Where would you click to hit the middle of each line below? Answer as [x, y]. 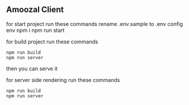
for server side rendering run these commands [63, 80]
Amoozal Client [35, 10]
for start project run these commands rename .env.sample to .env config [95, 24]
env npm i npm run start [36, 30]
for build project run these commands [52, 41]
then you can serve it [32, 68]
